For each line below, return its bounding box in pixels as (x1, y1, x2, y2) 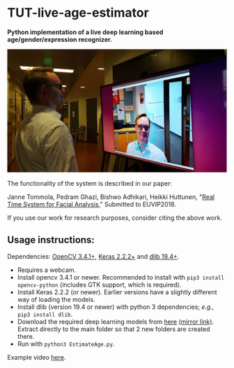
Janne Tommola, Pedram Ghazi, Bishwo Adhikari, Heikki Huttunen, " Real (7, 193, 214, 201)
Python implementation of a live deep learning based (7, 28, 164, 36)
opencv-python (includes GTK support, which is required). (17, 280, 182, 289)
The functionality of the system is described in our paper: (7, 179, 172, 188)
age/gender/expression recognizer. (7, 35, 113, 43)
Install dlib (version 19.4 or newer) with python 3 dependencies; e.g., (17, 303, 214, 311)
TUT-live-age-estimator (7, 5, 150, 21)
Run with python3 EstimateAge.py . (17, 339, 115, 349)
